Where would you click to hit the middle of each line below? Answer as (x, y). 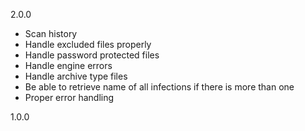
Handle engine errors (68, 65)
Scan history (51, 33)
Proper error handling (69, 97)
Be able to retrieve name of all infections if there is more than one (159, 87)
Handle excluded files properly (88, 44)
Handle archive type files (76, 76)
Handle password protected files (92, 55)
